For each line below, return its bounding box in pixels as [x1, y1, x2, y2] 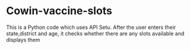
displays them [6, 36, 40, 43]
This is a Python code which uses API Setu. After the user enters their [6, 24, 176, 31]
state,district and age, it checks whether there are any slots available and [6, 30, 185, 37]
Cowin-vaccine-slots [6, 4, 112, 18]
